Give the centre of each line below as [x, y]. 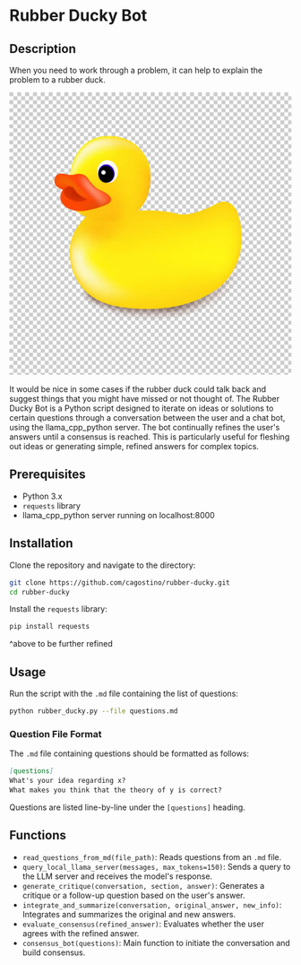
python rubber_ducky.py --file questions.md [94, 711]
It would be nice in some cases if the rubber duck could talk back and [138, 389]
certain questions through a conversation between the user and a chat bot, [147, 417]
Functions [38, 835]
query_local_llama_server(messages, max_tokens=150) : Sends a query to [156, 866]
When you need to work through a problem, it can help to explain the [136, 70]
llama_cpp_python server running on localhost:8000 [118, 515]
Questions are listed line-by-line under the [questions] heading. [128, 807]
